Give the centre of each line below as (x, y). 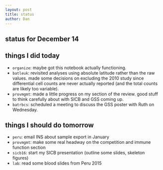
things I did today (32, 56)
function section (29, 148)
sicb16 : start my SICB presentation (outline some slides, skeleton (79, 153)
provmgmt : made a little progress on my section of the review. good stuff (85, 94)
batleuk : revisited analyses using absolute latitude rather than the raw (83, 73)
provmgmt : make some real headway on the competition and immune (81, 142)
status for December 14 (42, 39)
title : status (20, 14)
